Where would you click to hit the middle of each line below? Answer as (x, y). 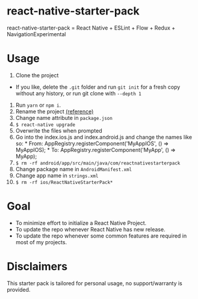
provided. (19, 289)
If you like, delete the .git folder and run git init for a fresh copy (98, 87)
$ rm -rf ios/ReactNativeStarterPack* (64, 182)
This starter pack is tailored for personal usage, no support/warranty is (94, 283)
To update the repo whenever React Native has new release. (90, 229)
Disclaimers (37, 266)
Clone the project (37, 75)
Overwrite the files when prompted (59, 130)
